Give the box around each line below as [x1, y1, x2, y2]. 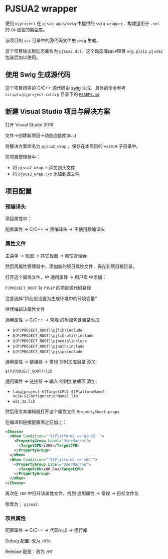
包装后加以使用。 [5, 54, 41, 60]
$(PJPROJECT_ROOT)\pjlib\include [12, 328, 83, 333]
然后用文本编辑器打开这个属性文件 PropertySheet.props [5, 408, 119, 414]
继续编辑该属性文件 [5, 306, 45, 312]
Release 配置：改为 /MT [5, 548, 53, 554]
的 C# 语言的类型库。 [5, 26, 48, 33]
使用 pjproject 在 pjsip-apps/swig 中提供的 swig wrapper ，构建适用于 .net [5, 20, 159, 26]
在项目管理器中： [5, 154, 41, 160]
